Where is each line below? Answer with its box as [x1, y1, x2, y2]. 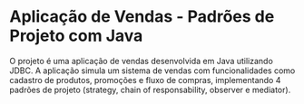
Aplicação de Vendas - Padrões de [9, 6, 275, 27]
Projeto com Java [9, 25, 143, 46]
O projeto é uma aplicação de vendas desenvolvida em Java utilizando [9, 55, 274, 66]
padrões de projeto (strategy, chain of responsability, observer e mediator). [9, 84, 291, 95]
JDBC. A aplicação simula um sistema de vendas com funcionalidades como [9, 65, 296, 76]
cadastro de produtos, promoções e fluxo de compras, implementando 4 [9, 74, 281, 85]
